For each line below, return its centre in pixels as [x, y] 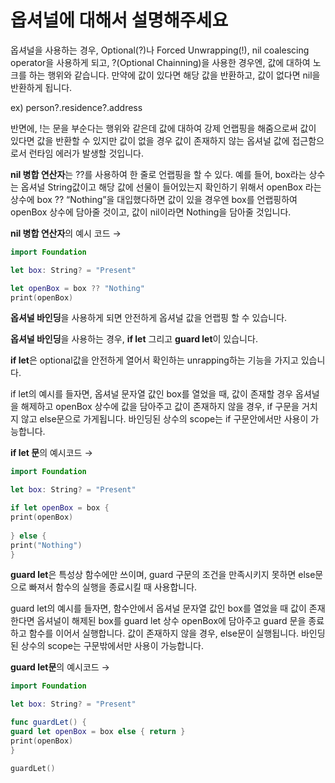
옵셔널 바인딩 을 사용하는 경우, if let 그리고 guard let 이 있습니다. [134, 339]
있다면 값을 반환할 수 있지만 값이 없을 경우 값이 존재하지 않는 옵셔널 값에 [150, 140]
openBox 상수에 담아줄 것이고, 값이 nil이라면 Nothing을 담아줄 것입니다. [151, 212]
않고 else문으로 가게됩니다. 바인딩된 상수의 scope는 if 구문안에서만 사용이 [164, 419]
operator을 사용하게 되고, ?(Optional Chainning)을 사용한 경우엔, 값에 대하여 [160, 62]
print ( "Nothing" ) [46, 545]
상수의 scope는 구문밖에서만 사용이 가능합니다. [112, 646]
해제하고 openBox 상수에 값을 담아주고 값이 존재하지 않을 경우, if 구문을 [160, 407]
